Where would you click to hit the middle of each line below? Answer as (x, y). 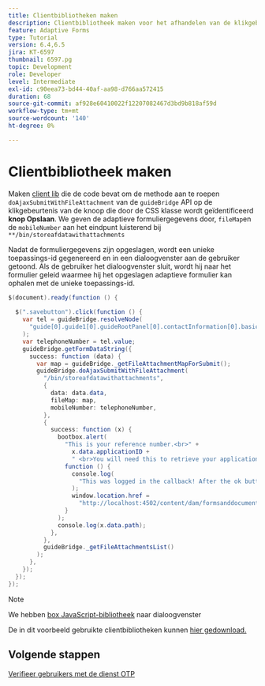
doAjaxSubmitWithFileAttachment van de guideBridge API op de (110, 202)
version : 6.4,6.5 (37, 45)
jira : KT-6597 (32, 52)
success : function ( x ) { (91, 430)
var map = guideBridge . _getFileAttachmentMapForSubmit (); (134, 364)
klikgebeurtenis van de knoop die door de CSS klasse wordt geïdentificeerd (131, 210)
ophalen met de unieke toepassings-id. (72, 283)
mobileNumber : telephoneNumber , (103, 408)
